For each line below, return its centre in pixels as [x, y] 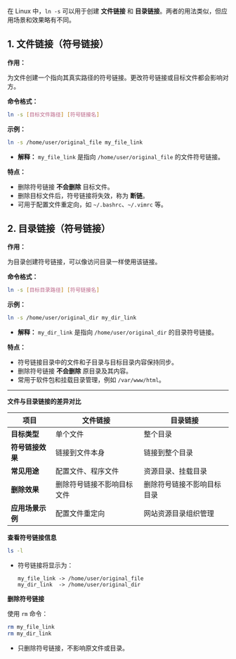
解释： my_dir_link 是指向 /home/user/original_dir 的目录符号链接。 [117, 332]
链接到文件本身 [80, 452]
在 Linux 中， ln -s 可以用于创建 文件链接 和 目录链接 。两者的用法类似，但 [114, 11]
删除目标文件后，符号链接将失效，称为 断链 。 [83, 195]
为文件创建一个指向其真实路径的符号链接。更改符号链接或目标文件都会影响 [115, 78]
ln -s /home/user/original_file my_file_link [75, 142]
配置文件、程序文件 [87, 472]
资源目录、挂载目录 [175, 472]
